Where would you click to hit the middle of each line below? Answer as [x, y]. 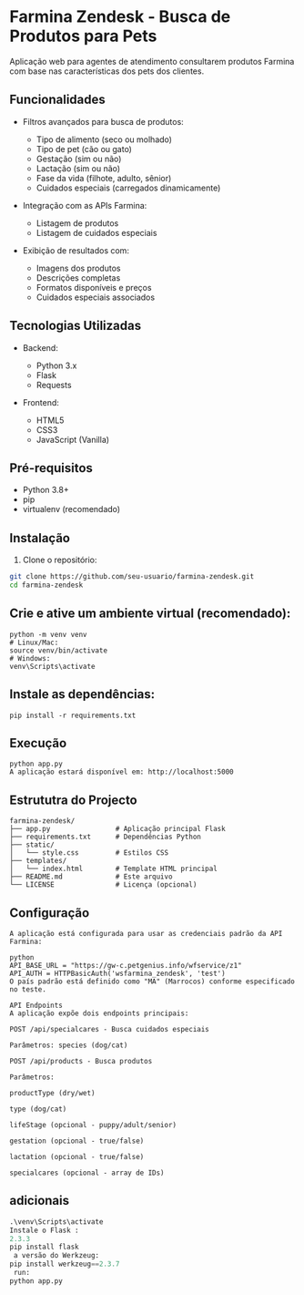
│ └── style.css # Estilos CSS [89, 853]
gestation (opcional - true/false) [77, 1141]
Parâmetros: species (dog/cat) [69, 1045]
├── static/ [32, 845]
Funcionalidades [58, 100]
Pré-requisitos [51, 468]
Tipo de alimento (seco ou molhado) [104, 139]
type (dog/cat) [38, 1109]
